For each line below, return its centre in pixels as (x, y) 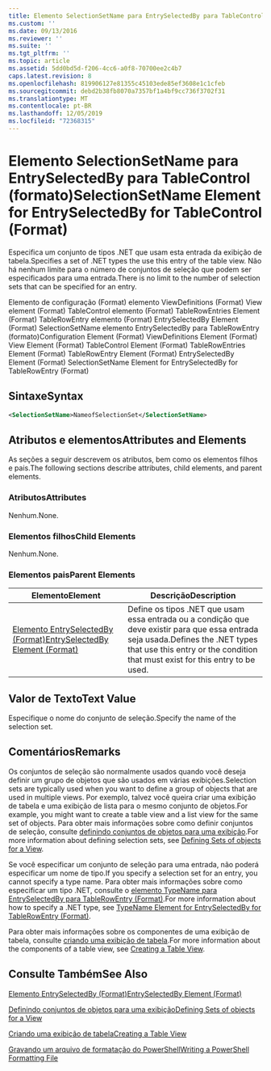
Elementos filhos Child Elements (72, 536)
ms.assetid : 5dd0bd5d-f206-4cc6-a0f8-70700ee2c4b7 (95, 69)
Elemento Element (66, 596)
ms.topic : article (39, 61)
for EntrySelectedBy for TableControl (135, 213)
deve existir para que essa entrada (193, 630)
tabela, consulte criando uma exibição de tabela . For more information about (134, 940)
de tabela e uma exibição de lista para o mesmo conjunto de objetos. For (128, 806)
